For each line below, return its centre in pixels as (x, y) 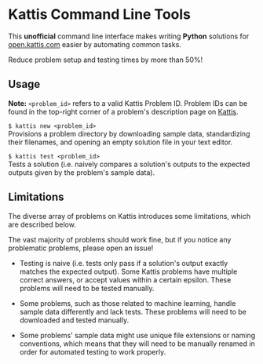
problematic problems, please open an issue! (81, 248)
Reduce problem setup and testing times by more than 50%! (106, 60)
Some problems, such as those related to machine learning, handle (128, 303)
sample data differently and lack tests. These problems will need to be (133, 311)
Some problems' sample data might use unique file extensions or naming (137, 335)
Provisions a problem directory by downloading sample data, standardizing (129, 133)
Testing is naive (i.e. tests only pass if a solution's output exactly (124, 263)
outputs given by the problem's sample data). (82, 172)
